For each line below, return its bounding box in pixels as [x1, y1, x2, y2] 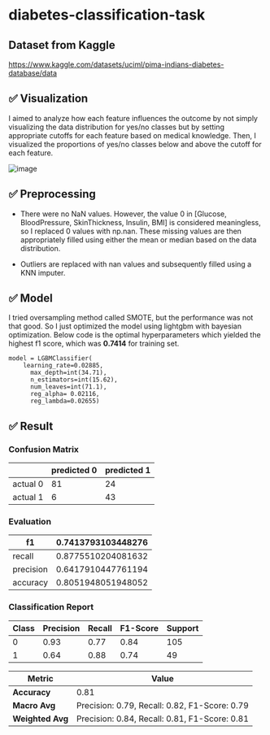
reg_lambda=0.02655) [29, 397, 100, 406]
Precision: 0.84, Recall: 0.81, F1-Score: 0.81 [76, 713, 250, 724]
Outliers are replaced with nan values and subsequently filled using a [20, 259, 252, 269]
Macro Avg [12, 699, 56, 711]
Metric [27, 672, 54, 684]
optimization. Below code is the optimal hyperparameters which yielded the [8, 330, 262, 340]
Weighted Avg [12, 713, 69, 724]
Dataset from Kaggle [8, 38, 115, 52]
